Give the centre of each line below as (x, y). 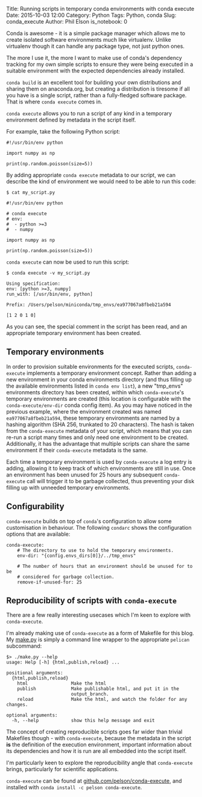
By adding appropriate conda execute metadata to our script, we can (91, 175)
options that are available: (38, 534)
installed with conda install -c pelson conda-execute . (74, 787)
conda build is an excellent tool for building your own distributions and (94, 82)
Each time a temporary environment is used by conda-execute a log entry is (99, 461)
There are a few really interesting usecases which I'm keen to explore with (99, 615)
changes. (17, 705)
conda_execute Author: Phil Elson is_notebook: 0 (67, 21)
